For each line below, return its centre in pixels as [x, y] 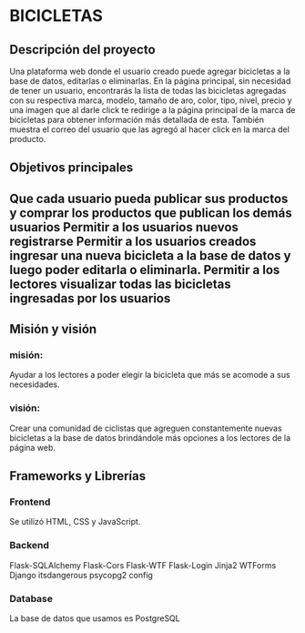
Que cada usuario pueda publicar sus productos [149, 198]
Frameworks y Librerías [78, 476]
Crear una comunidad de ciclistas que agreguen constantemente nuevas [146, 428]
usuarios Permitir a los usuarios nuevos [124, 227]
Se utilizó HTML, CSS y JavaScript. [75, 522]
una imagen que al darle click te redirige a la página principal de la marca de [152, 110]
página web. [33, 447]
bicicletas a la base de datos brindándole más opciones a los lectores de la [150, 437]
